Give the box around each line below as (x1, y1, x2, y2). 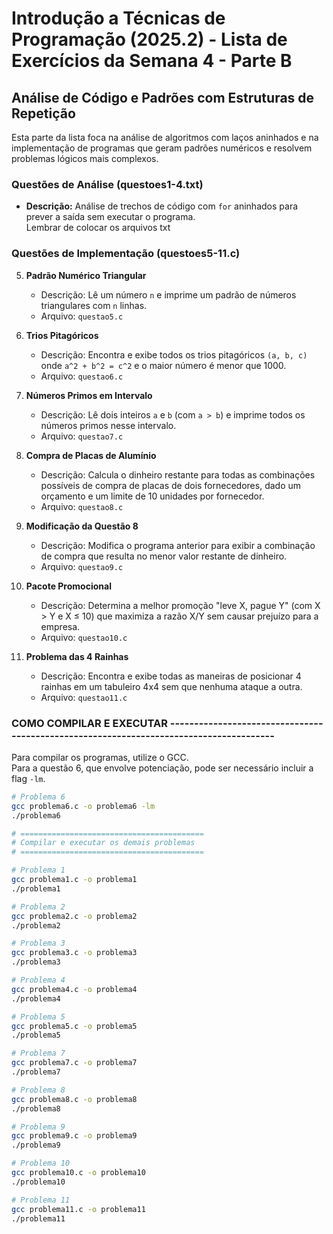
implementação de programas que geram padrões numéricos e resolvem (11, 142, 313, 154)
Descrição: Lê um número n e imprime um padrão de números (40, 288, 297, 301)
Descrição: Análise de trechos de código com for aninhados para (25, 200, 299, 212)
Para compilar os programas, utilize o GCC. (11, 751, 189, 763)
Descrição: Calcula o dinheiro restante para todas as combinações (40, 468, 316, 481)
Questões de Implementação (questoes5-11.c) (11, 247, 241, 261)
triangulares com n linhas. (40, 299, 148, 311)
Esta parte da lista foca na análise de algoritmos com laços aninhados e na (11, 132, 319, 143)
